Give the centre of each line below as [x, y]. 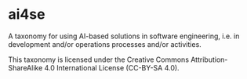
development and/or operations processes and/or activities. [105, 44]
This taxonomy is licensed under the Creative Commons [99, 59]
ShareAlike [25, 67]
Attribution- [209, 59]
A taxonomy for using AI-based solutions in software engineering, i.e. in [124, 36]
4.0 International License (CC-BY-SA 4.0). [112, 67]
